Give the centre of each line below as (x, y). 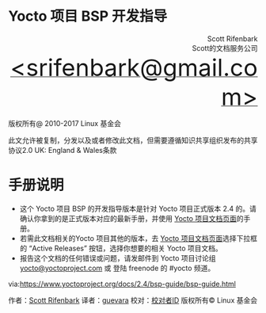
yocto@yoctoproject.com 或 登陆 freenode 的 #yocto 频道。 (117, 268)
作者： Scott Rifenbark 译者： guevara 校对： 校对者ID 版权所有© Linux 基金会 (133, 300)
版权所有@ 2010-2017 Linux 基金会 (65, 123)
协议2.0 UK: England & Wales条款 (63, 150)
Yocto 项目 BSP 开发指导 (88, 16)
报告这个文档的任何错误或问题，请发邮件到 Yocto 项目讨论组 (118, 258)
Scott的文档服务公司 (225, 48)
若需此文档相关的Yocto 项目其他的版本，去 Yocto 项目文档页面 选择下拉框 (138, 238)
